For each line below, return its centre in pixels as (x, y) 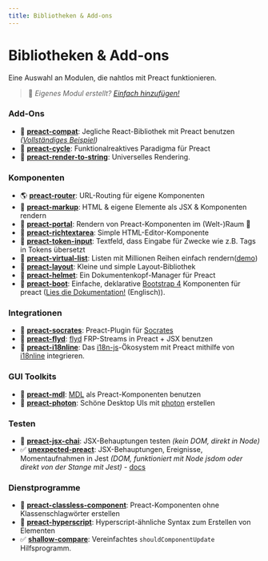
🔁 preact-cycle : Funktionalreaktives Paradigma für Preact (115, 148)
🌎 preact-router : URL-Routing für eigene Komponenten (112, 196)
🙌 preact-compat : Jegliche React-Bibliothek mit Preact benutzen (127, 131)
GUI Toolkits (32, 377)
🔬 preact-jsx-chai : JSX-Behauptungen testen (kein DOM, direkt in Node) (140, 441)
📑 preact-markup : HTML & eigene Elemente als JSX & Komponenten (133, 207)
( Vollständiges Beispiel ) (59, 139)
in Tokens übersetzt (52, 250)
